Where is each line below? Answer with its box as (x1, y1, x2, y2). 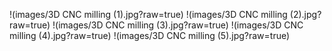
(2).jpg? (289, 9, 322, 20)
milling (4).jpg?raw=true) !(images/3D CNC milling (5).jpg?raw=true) (9, 30, 291, 41)
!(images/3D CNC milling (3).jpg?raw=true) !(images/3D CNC (52, 19, 304, 31)
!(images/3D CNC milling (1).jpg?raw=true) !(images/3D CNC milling (9, 9, 288, 20)
